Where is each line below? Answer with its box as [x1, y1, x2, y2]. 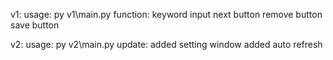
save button [10, 19, 60, 31]
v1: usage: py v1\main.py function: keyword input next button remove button [10, 9, 323, 20]
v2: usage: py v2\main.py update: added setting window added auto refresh [10, 39, 323, 50]
